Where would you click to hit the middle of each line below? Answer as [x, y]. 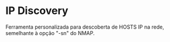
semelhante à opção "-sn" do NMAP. [50, 33]
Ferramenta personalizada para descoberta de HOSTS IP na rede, [85, 27]
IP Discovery [37, 11]
